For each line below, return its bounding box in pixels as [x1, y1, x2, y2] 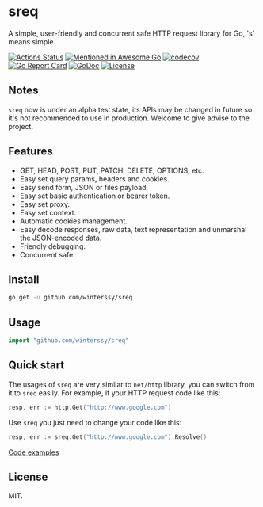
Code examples [8, 447, 59, 457]
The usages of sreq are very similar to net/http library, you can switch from [8, 379, 255, 389]
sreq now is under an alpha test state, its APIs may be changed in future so [8, 105, 253, 114]
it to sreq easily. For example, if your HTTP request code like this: [8, 387, 221, 398]
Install [8, 273, 40, 286]
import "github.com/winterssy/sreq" [8, 337, 129, 345]
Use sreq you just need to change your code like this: [8, 417, 182, 427]
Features [8, 145, 53, 158]
